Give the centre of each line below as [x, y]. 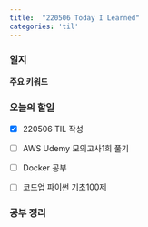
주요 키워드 [29, 81]
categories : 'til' [44, 26]
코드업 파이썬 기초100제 [64, 187]
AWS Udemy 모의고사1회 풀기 [76, 149]
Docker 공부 [44, 168]
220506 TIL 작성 [53, 129]
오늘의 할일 [32, 108]
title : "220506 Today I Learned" [75, 18]
